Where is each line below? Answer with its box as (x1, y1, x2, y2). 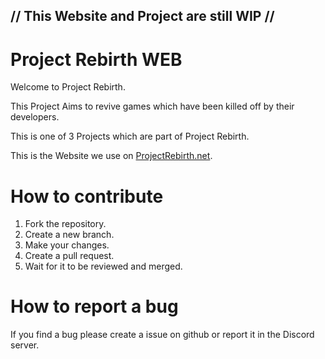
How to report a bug (10, 295, 179, 318)
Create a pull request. (24, 250, 115, 262)
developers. (10, 111, 60, 123)
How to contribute (10, 185, 164, 208)
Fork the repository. (24, 218, 107, 230)
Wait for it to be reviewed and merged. (24, 260, 183, 273)
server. (10, 339, 40, 351)
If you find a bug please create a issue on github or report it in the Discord (10, 329, 315, 341)
